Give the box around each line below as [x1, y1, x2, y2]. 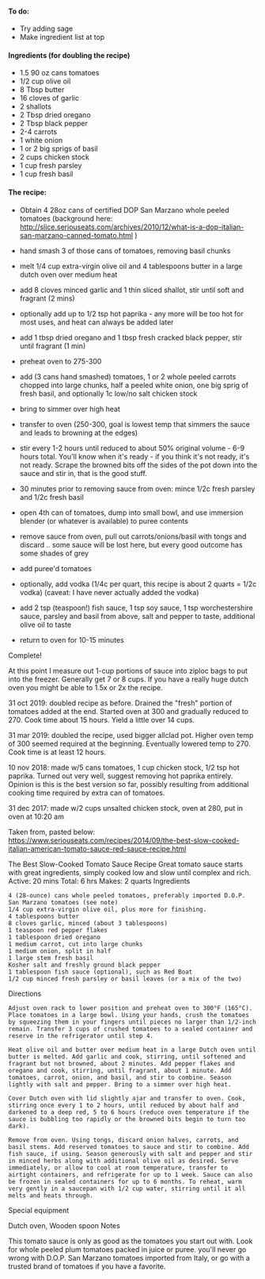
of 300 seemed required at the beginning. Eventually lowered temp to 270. [8, 739, 251, 748]
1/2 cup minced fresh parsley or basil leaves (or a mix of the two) [8, 974, 243, 983]
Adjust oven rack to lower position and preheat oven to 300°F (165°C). [8, 1004, 253, 1012]
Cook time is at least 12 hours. [8, 747, 107, 757]
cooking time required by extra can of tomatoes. [8, 788, 165, 797]
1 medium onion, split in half [8, 947, 112, 955]
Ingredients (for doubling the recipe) [8, 50, 131, 60]
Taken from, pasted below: [8, 827, 96, 836]
